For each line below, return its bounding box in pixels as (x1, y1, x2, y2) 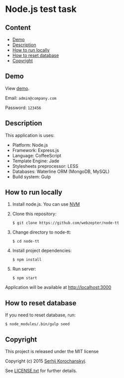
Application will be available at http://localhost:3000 (5, 284, 112, 290)
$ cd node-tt (12, 239, 40, 244)
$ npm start (12, 275, 37, 281)
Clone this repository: (12, 211, 57, 217)
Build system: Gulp (12, 173, 51, 180)
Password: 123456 (5, 105, 41, 111)
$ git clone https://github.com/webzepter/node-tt (12, 221, 120, 226)
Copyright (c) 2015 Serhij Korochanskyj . (5, 358, 87, 364)
